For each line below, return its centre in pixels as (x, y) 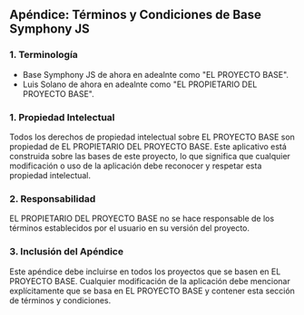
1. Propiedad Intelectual (62, 117)
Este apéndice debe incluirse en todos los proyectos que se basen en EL (145, 272)
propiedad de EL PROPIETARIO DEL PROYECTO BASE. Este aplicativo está (148, 146)
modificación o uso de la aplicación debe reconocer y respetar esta (136, 166)
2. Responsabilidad (53, 198)
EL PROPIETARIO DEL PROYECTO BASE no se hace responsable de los (142, 219)
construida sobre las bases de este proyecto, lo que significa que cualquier (150, 156)
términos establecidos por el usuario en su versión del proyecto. (130, 228)
